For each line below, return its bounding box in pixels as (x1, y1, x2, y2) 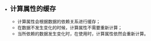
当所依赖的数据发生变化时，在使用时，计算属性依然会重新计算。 (17, 31, 149, 37)
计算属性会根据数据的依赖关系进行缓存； (17, 19, 101, 24)
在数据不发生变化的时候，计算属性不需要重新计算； (17, 24, 123, 30)
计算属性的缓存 (9, 4, 56, 13)
